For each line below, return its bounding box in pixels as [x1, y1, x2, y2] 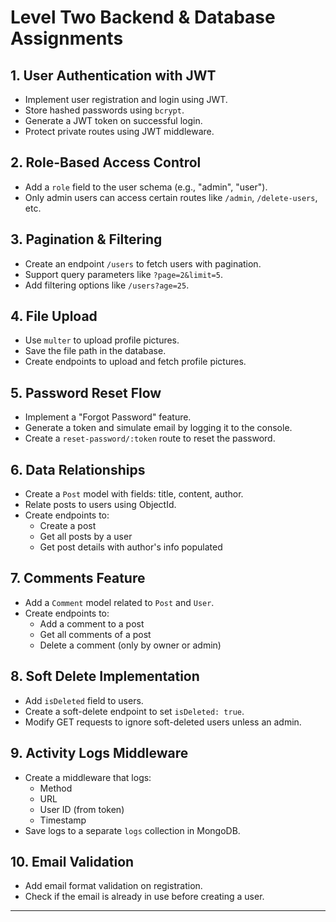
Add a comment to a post [39, 617, 145, 630]
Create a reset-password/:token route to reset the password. [24, 432, 276, 445]
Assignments [10, 27, 124, 50]
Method [39, 782, 73, 794]
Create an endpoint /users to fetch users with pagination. [24, 257, 262, 270]
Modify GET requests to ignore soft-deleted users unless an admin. [24, 716, 302, 728]
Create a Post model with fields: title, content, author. [24, 488, 244, 500]
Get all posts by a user [39, 531, 133, 543]
